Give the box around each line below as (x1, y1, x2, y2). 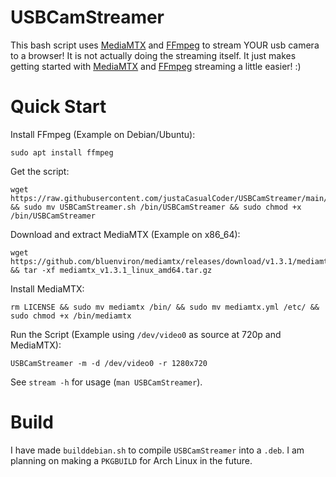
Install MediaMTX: (10, 282, 85, 295)
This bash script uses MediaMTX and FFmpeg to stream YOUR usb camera (10, 39, 320, 51)
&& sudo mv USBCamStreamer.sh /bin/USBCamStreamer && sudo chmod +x (10, 202, 302, 212)
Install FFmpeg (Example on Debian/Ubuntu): (10, 128, 196, 140)
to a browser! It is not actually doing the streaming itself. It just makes (10, 49, 297, 61)
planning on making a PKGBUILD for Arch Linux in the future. (10, 454, 253, 466)
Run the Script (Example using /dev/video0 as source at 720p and (10, 328, 282, 340)
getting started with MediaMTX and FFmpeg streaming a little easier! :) (10, 60, 302, 72)
